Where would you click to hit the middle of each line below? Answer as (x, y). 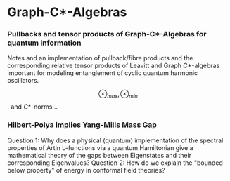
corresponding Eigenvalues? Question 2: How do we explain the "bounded (115, 163)
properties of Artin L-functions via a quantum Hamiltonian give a (100, 147)
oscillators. (23, 81)
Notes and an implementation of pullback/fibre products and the (100, 58)
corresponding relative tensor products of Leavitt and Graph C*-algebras (114, 66)
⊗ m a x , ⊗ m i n (118, 95)
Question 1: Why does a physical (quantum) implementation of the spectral (115, 140)
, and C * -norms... (33, 107)
